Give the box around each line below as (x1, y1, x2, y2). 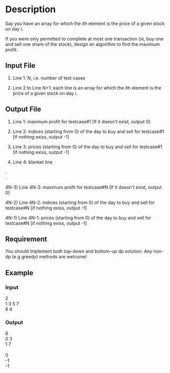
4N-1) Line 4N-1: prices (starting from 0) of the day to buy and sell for (5, 215, 152, 221)
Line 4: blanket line (12, 159, 52, 165)
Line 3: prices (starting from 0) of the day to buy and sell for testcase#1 (12, 144, 162, 150)
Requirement (5, 234, 47, 243)
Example (5, 269, 34, 277)
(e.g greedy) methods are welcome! (12, 254, 88, 260)
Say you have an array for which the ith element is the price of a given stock (5, 20, 165, 26)
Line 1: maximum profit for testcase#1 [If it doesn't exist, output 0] (12, 118, 151, 124)
